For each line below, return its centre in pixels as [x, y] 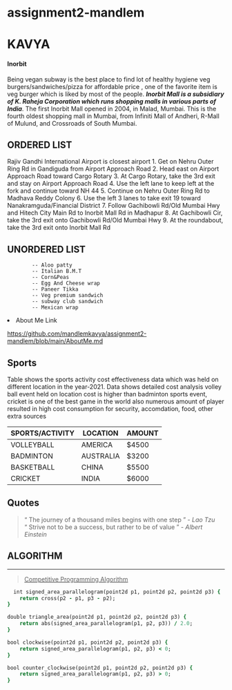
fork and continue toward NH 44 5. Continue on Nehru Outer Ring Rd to [109, 191]
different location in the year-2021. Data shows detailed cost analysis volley [115, 387]
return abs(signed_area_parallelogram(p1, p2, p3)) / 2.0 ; [106, 624]
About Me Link [37, 320]
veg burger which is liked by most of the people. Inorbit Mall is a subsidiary [116, 94]
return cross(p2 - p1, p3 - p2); [68, 598]
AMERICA [97, 445]
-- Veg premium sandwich [68, 296]
